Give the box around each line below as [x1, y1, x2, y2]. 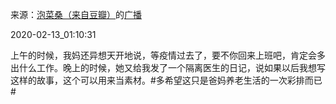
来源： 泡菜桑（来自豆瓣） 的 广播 [10, 9, 142, 20]
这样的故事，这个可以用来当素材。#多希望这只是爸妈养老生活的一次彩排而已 [10, 74, 323, 86]
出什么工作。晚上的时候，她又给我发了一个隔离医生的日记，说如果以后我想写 [10, 62, 326, 73]
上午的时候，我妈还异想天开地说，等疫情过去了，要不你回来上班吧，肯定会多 [10, 49, 326, 61]
